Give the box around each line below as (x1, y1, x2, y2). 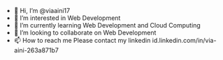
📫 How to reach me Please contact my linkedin (13, 37, 151, 44)
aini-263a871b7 (13, 46, 59, 54)
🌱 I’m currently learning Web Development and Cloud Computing (13, 21, 201, 29)
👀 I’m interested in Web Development (13, 14, 121, 22)
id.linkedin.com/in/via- (152, 37, 217, 44)
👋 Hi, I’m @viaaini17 (13, 7, 71, 14)
